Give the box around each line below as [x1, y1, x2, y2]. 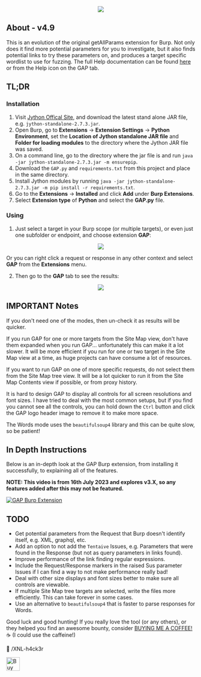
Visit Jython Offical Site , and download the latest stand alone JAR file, [14, 114, 188, 121]
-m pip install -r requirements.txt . [41, 183, 135, 191]
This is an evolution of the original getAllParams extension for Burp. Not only [6, 38, 195, 46]
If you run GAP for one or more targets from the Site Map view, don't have [6, 335, 189, 342]
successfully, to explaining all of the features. [6, 467, 118, 474]
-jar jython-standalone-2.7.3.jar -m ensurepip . [14, 158, 138, 165]
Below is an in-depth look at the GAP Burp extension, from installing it [6, 461, 178, 468]
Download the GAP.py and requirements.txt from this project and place [14, 165, 191, 172]
